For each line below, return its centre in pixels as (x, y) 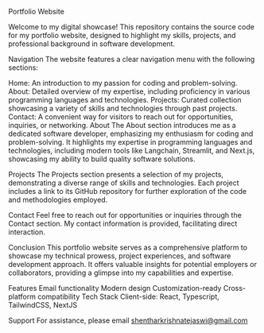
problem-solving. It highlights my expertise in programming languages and (130, 142)
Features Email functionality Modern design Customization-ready (115, 288)
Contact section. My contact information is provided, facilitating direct (123, 223)
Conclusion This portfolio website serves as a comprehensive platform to (128, 247)
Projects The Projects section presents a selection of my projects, (116, 174)
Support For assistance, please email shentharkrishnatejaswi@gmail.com (128, 320)
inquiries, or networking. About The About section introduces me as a (122, 125)
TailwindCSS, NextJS (43, 305)
